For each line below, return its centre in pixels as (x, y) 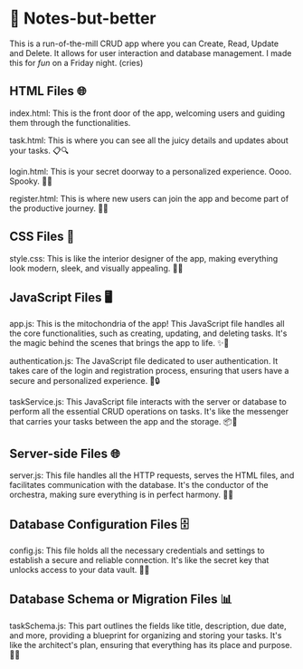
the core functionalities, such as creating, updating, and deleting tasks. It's (148, 333)
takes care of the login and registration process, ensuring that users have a (149, 371)
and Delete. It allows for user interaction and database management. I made (151, 53)
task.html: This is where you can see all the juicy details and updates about (149, 140)
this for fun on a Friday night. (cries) (76, 62)
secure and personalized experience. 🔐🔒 (85, 381)
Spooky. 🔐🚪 (31, 181)
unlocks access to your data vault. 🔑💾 (80, 570)
